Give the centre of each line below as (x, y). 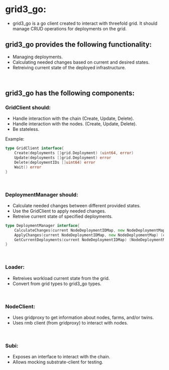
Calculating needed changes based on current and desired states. (81, 62)
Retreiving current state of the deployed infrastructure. (69, 67)
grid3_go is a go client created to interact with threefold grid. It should (85, 23)
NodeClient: (20, 306)
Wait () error (28, 167)
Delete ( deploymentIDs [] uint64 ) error (55, 163)
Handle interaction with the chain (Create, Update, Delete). (73, 119)
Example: (15, 139)
